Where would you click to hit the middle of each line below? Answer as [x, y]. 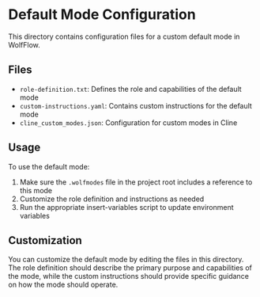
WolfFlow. [24, 44]
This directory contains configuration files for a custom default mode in [124, 36]
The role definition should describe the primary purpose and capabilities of [130, 268]
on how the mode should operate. [63, 285]
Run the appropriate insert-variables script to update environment [127, 207]
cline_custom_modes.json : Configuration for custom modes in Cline [128, 122]
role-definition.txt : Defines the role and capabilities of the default [131, 89]
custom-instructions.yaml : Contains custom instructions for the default [136, 105]
